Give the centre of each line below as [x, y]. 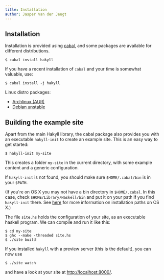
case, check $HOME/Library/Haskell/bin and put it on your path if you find [80, 197]
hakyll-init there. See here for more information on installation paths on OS [82, 202]
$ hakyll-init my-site [28, 154]
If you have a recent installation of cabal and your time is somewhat [73, 69]
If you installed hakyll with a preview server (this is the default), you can [78, 249]
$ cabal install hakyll [29, 60]
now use [14, 254]
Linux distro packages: [28, 92]
